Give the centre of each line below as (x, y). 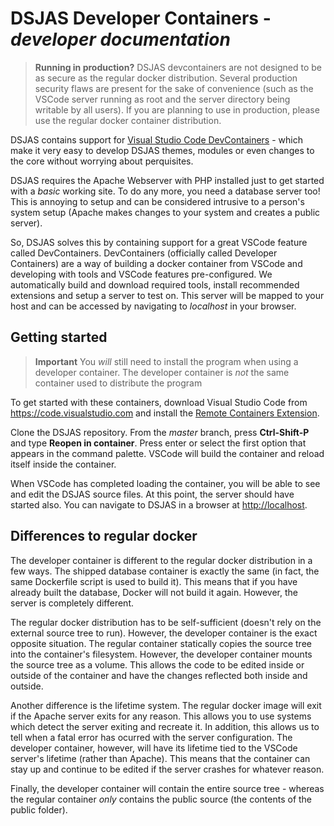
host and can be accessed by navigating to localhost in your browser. (153, 306)
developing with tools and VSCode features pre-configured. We (141, 274)
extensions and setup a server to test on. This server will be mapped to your (167, 295)
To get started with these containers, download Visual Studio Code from (159, 402)
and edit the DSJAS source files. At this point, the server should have (152, 494)
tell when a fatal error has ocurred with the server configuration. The (151, 737)
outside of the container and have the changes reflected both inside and (159, 675)
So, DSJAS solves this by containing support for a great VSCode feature (159, 242)
